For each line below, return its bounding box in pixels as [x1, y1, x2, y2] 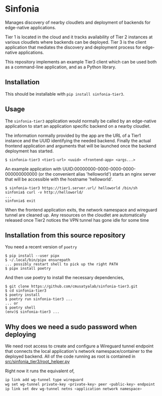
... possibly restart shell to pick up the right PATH [5, 262, 118, 267]
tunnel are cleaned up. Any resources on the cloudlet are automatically [5, 212, 146, 218]
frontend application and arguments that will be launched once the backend [5, 143, 157, 148]
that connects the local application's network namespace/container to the [5, 348, 153, 354]
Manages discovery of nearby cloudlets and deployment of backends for [5, 19, 151, 25]
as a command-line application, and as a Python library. [5, 64, 116, 70]
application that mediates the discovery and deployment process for [5, 44, 142, 50]
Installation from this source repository [5, 231, 126, 239]
